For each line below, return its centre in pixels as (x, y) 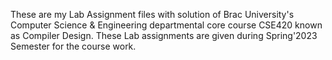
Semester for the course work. (73, 46)
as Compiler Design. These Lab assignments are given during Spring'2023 (164, 35)
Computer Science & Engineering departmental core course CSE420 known (166, 25)
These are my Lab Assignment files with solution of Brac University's (152, 14)
